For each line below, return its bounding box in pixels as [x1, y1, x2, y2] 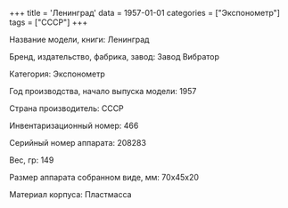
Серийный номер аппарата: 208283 [9, 138, 147, 148]
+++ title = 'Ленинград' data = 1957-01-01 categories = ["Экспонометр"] [9, 8, 281, 18]
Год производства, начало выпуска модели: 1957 [9, 86, 197, 96]
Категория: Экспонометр [9, 68, 105, 79]
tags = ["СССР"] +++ [9, 17, 88, 28]
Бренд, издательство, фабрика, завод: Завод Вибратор [9, 52, 220, 61]
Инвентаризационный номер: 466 [9, 120, 139, 131]
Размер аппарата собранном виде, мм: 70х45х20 [9, 172, 199, 182]
